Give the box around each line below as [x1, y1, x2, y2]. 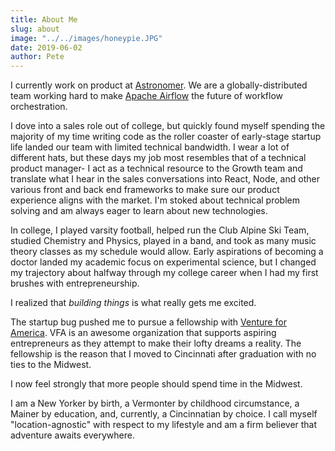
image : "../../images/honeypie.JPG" [10, 33, 163, 43]
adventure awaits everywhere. [10, 429, 136, 441]
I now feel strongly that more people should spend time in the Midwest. [10, 378, 303, 390]
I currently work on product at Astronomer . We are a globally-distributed [10, 79, 308, 91]
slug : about [10, 24, 60, 34]
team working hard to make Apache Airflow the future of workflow [10, 90, 284, 102]
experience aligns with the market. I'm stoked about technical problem [10, 194, 300, 206]
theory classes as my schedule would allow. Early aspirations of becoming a [10, 246, 324, 258]
